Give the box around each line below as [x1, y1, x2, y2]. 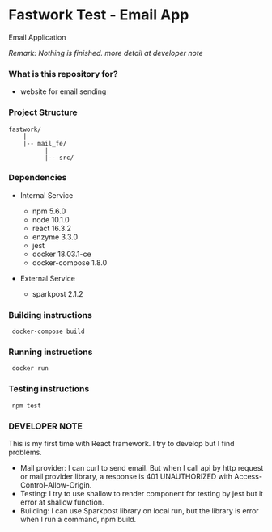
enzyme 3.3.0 [32, 232, 79, 242]
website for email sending [19, 87, 107, 96]
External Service [19, 273, 75, 283]
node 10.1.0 [32, 214, 70, 224]
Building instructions [8, 309, 93, 320]
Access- [234, 471, 263, 482]
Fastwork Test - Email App [8, 6, 189, 24]
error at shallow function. [19, 497, 104, 507]
